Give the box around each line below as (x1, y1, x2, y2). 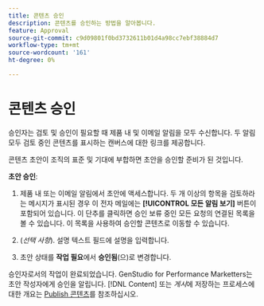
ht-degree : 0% (8, 57, 56, 65)
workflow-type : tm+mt (8, 41, 80, 49)
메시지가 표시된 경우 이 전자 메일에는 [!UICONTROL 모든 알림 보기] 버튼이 (28, 198, 257, 208)
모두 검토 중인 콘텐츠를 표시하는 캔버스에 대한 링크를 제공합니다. (8, 137, 206, 147)
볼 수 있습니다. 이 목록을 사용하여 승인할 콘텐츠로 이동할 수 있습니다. (19, 218, 230, 228)
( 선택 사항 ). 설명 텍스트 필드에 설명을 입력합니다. (19, 235, 169, 245)
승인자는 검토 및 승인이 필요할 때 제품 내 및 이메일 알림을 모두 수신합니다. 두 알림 (8, 127, 256, 137)
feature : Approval (8, 26, 69, 34)
